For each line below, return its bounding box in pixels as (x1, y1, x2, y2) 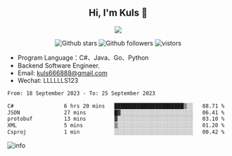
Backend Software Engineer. (17, 61, 101, 70)
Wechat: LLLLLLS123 (17, 76, 79, 84)
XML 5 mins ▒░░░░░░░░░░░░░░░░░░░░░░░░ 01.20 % (7, 122, 225, 129)
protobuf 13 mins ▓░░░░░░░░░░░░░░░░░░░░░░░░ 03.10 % (7, 115, 225, 123)
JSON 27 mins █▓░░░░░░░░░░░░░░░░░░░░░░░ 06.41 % (7, 109, 225, 116)
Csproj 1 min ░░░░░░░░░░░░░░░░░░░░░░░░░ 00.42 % (7, 129, 225, 136)
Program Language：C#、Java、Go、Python (17, 53, 149, 62)
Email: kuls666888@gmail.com (17, 68, 108, 77)
